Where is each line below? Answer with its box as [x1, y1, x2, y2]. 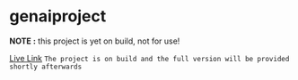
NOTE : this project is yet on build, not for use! [9, 36, 180, 46]
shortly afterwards [9, 62, 83, 71]
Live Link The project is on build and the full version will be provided [9, 52, 290, 63]
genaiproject [9, 6, 107, 27]
